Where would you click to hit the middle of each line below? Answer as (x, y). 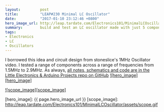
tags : (10, 32)
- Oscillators (20, 46)
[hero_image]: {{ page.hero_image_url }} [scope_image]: (62, 99)
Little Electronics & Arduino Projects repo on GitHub (57, 75)
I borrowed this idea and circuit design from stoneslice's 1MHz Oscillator (78, 59)
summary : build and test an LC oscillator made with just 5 (75, 28)
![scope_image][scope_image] (36, 90)
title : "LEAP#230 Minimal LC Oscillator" (58, 14)
